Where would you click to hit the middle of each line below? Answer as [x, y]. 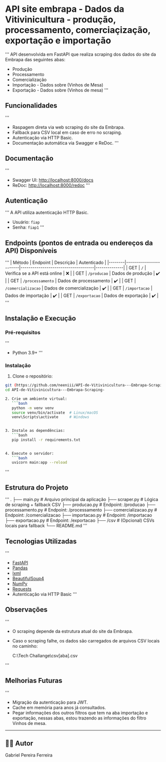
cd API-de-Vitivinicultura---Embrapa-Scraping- [55, 390]
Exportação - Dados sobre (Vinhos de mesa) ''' [60, 90]
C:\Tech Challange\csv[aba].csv [45, 655]
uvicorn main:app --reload [40, 463]
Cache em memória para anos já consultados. [59, 707]
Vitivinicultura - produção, [61, 20]
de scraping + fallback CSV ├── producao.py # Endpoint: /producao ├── [80, 505]
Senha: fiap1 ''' [28, 227]
